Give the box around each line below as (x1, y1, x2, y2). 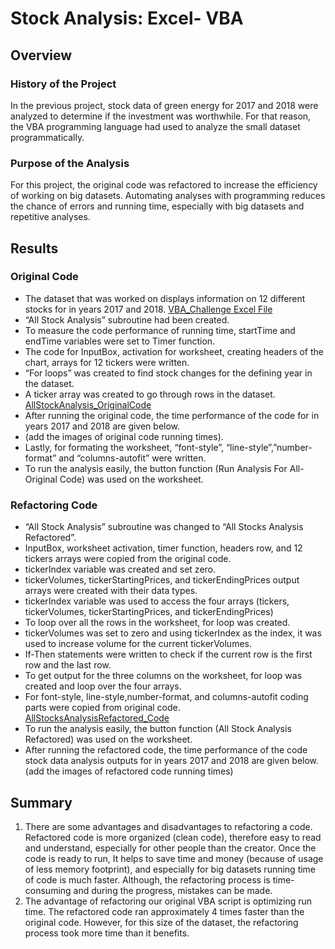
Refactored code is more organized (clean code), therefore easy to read (24, 831, 322, 843)
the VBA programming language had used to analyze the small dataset (10, 120, 301, 132)
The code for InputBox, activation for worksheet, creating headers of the (24, 345, 324, 357)
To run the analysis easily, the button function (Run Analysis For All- (24, 462, 305, 474)
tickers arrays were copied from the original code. (24, 553, 232, 565)
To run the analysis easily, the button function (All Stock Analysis (24, 723, 292, 735)
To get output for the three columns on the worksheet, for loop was (24, 670, 303, 682)
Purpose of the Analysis (10, 156, 130, 170)
